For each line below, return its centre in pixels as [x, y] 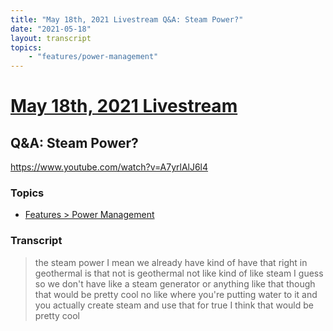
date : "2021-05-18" [51, 29]
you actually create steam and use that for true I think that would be [174, 305]
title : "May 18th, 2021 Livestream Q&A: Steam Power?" [127, 19]
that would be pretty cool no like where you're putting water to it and [176, 294]
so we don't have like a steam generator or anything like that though [175, 283]
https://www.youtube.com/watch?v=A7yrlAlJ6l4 [109, 167]
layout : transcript [51, 38]
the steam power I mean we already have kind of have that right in [171, 262]
